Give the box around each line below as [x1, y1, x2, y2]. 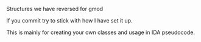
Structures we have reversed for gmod [6, 5, 104, 12]
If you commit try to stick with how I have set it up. [6, 17, 133, 24]
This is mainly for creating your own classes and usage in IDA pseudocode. [6, 29, 195, 36]
